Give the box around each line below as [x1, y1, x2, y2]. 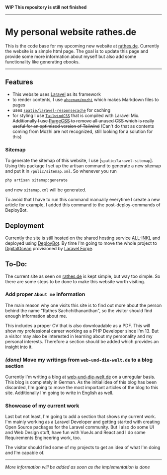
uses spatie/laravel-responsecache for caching [12, 107, 111, 113]
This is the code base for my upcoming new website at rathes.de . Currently [5, 42, 160, 49]
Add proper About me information [5, 291, 85, 298]
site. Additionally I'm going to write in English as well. [5, 390, 114, 396]
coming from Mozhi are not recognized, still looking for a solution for [12, 128, 153, 134]
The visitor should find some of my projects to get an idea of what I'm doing [5, 445, 161, 451]
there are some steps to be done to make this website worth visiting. [5, 278, 145, 284]
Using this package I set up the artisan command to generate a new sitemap [5, 163, 162, 169]
